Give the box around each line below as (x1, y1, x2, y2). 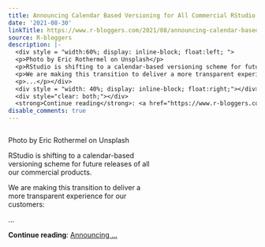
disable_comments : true (8, 107, 87, 115)
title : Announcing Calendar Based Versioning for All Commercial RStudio (8, 11, 256, 20)
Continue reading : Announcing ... (8, 230, 118, 239)
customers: (8, 200, 45, 209)
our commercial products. (8, 167, 92, 177)
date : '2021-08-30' (8, 19, 73, 27)
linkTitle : (8, 26, 44, 34)
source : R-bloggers (8, 33, 73, 42)
